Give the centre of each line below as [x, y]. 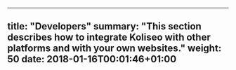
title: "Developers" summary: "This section [104, 26]
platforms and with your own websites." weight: [114, 49]
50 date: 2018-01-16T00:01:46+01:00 [92, 59]
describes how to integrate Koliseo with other [109, 37]
